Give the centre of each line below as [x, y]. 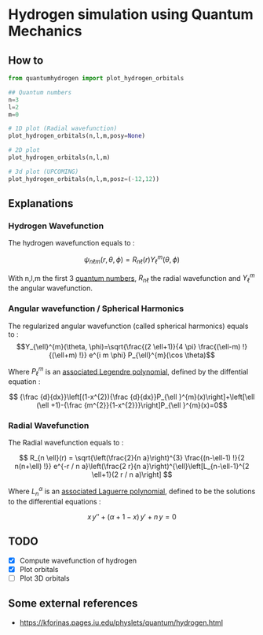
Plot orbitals [39, 569]
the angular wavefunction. [50, 288]
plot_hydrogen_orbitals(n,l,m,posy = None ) [77, 136]
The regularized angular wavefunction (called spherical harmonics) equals [128, 326]
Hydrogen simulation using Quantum [131, 15]
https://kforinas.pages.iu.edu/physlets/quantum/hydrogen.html [121, 622]
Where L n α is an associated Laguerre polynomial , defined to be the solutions [132, 491]
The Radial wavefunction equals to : [66, 443]
